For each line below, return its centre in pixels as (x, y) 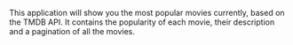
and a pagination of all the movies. (72, 31)
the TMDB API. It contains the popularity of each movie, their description (142, 22)
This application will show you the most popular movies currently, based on (147, 13)
